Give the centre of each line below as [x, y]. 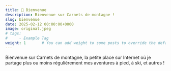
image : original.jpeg [28, 29]
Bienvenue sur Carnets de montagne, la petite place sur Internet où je [78, 57]
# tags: [13, 33]
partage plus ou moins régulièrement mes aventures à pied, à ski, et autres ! [85, 63]
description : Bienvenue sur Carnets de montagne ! [60, 15]
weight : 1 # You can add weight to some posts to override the [81, 43]
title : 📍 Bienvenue [26, 10]
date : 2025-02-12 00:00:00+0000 [39, 24]
